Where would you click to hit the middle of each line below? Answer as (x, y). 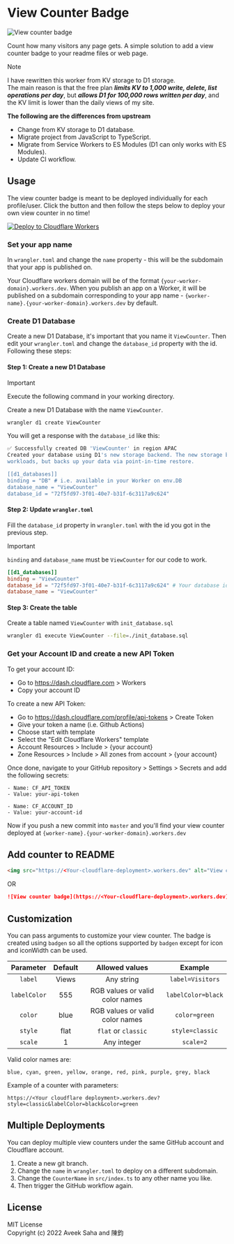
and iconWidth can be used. (48, 950)
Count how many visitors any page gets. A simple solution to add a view (110, 45)
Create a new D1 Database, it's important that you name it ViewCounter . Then (117, 336)
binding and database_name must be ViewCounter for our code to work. (107, 559)
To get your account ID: (41, 669)
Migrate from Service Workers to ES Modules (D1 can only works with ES (122, 144)
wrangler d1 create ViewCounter (54, 423)
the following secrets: (38, 775)
